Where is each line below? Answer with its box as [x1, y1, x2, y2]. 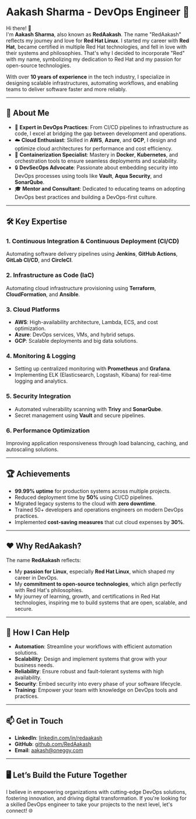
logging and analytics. [14, 377, 68, 385]
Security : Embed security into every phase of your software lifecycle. [14, 680, 182, 687]
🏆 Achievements [6, 469, 71, 479]
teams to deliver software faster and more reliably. [6, 85, 127, 92]
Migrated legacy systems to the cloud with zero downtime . [14, 500, 157, 507]
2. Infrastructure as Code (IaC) [6, 271, 94, 280]
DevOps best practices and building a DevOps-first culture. [14, 193, 157, 201]
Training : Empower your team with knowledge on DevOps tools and [14, 687, 178, 694]
